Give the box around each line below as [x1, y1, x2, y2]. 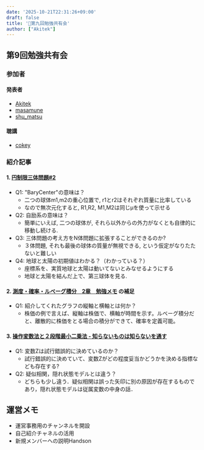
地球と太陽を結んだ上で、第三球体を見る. [24, 272, 128, 280]
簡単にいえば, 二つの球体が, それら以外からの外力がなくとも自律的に [24, 219, 196, 227]
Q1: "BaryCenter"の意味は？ [15, 189, 85, 196]
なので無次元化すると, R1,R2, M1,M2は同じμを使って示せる [24, 204, 171, 211]
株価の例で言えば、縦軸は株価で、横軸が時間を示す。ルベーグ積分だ [24, 310, 195, 317]
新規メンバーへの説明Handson [15, 437, 91, 445]
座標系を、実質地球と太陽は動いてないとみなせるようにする [24, 265, 174, 272]
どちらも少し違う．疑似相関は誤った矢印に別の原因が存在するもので [24, 378, 195, 385]
